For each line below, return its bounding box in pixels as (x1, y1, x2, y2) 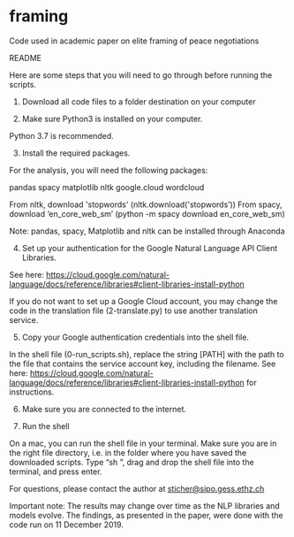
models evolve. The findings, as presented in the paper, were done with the (9, 510, 284, 520)
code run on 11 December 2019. (9, 519, 124, 530)
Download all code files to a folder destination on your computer (21, 96, 256, 107)
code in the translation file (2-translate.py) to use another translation (9, 305, 259, 316)
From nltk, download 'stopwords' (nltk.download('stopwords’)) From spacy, (9, 199, 283, 210)
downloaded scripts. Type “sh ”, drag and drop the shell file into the (9, 456, 254, 467)
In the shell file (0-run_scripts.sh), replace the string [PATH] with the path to (9, 349, 284, 359)
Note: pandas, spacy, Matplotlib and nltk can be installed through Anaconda (9, 226, 285, 236)
